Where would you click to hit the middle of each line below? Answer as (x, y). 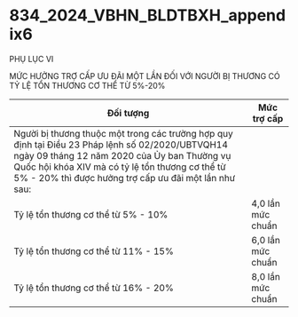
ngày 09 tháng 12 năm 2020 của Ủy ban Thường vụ (122, 155)
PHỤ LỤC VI (31, 59)
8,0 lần (266, 276)
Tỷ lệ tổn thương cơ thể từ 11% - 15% (94, 251)
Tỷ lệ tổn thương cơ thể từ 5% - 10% (91, 214)
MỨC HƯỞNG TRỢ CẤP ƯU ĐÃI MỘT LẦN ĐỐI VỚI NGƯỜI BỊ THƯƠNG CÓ (145, 75)
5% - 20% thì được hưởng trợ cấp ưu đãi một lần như (125, 178)
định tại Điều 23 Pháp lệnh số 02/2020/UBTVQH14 (121, 145)
